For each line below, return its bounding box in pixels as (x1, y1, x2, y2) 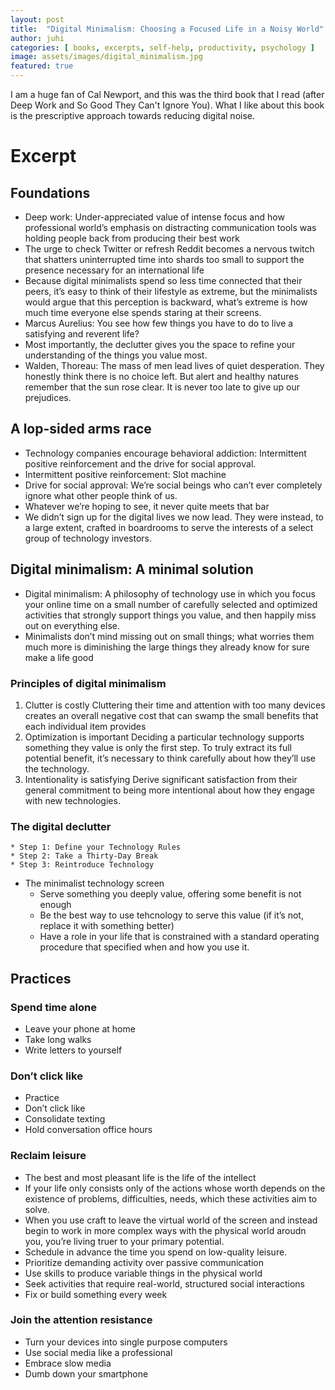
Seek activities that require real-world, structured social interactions (24, 1277, 306, 1290)
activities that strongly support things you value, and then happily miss (24, 609, 317, 621)
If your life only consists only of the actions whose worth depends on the (24, 1182, 326, 1194)
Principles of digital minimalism (10, 676, 167, 690)
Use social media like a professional (24, 1346, 173, 1358)
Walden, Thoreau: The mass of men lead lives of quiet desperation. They (24, 360, 325, 371)
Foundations (10, 184, 91, 201)
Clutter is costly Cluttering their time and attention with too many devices (24, 699, 326, 711)
